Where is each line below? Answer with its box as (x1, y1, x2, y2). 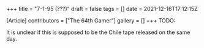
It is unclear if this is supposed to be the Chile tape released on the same (6, 29, 191, 36)
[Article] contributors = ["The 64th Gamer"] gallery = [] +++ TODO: (6, 17, 176, 24)
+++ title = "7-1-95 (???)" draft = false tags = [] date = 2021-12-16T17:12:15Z (6, 5, 198, 12)
